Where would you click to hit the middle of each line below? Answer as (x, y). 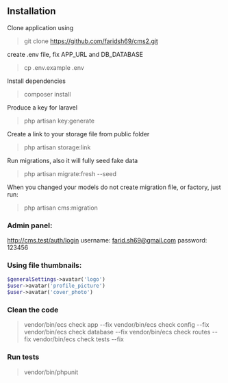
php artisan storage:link (57, 147)
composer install (47, 94)
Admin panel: (30, 225)
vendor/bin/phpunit (51, 372)
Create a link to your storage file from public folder (78, 134)
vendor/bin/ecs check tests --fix (78, 339)
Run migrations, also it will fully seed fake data (73, 160)
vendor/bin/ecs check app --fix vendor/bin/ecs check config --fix (116, 325)
